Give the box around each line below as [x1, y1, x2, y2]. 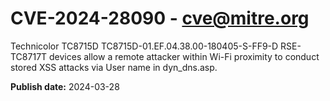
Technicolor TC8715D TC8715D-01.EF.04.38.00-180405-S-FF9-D [10, 40, 279, 52]
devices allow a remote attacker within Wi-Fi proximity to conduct [49, 50, 320, 62]
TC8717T [10, 50, 48, 62]
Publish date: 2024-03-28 [10, 80, 120, 92]
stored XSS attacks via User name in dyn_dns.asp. [10, 61, 218, 73]
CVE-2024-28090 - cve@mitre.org [10, 7, 310, 30]
